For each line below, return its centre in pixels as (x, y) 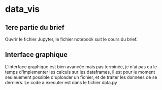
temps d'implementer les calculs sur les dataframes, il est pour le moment (80, 72)
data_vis (22, 9)
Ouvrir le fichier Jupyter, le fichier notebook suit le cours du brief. (71, 39)
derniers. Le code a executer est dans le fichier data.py (61, 82)
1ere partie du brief (35, 27)
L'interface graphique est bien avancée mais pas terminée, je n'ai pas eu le (81, 67)
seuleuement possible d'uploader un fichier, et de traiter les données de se (81, 77)
